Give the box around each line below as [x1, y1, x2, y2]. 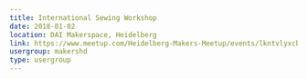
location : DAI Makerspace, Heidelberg [9, 30, 157, 39]
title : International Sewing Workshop [9, 13, 157, 23]
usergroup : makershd [9, 47, 89, 56]
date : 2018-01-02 [9, 22, 76, 31]
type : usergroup [9, 55, 71, 64]
